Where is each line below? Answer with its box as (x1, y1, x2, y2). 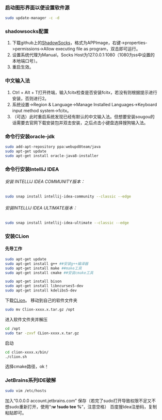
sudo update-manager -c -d (5, 16, 60, 20)
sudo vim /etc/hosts (5, 388, 47, 393)
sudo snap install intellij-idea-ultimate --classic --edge (5, 220, 130, 225)
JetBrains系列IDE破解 (5, 377, 56, 384)
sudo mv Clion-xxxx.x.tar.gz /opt (5, 307, 75, 312)
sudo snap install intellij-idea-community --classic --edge (5, 194, 131, 199)
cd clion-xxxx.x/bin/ (5, 350, 49, 355)
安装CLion (5, 233, 29, 240)
